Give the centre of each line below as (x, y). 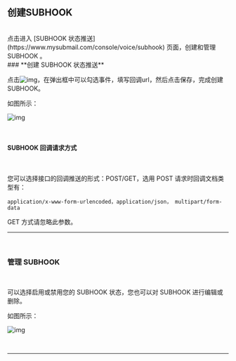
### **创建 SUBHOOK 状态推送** (56, 65)
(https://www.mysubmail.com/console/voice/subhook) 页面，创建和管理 (112, 47)
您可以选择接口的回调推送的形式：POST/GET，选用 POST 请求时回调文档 (113, 178)
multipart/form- (198, 202)
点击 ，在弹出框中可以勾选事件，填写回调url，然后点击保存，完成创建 (115, 79)
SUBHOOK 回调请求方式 (42, 148)
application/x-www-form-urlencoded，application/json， (90, 202)
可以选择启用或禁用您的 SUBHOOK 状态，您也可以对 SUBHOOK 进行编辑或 (115, 292)
